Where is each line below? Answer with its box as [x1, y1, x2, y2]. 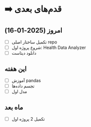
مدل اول [11, 88, 27, 95]
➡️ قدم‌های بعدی [4, 3, 62, 15]
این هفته [4, 64, 27, 73]
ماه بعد [4, 103, 23, 111]
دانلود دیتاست [11, 50, 36, 56]
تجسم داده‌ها [11, 83, 35, 89]
